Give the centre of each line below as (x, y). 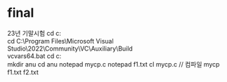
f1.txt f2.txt (23, 72)
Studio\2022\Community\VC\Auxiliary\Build (70, 48)
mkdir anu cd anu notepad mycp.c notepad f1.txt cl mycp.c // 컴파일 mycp (113, 64)
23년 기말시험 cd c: (34, 33)
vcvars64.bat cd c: (34, 56)
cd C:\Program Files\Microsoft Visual (60, 41)
